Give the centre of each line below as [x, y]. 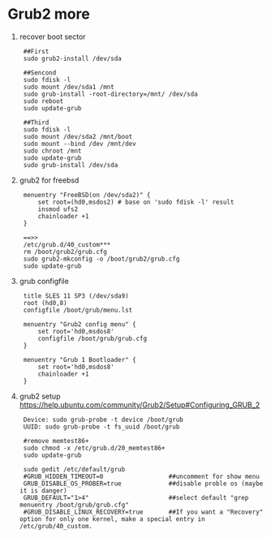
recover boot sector [52, 37]
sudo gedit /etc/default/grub [74, 469]
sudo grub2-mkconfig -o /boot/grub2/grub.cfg [101, 259]
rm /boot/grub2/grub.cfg [65, 252]
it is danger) [43, 491]
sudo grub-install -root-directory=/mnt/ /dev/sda [110, 94]
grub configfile [44, 281]
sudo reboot [43, 101]
